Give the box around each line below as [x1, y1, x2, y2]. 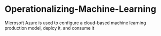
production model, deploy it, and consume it [4, 25, 95, 31]
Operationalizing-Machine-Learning [4, 3, 157, 15]
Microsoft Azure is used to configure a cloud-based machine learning [4, 20, 146, 26]
